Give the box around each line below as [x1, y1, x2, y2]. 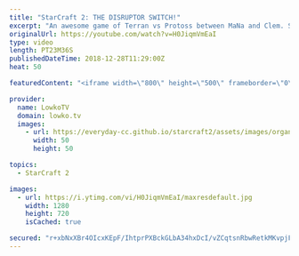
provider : [9, 94, 46, 103]
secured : [9, 234, 42, 243]
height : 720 [25, 210, 69, 219]
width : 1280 [25, 201, 69, 210]
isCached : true [25, 218, 82, 227]
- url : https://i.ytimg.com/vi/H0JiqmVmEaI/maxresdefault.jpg [17, 193, 253, 202]
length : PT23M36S [9, 46, 74, 55]
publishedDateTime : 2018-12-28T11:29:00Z [9, 54, 166, 63]
